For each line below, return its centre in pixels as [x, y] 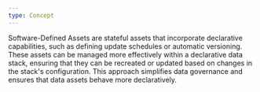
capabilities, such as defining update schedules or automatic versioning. [125, 46]
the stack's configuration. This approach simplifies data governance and [126, 71]
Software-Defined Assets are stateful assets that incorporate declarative [126, 38]
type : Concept [31, 15]
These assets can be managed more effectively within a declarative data [126, 54]
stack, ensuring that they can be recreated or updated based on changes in [130, 63]
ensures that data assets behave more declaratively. [93, 79]
